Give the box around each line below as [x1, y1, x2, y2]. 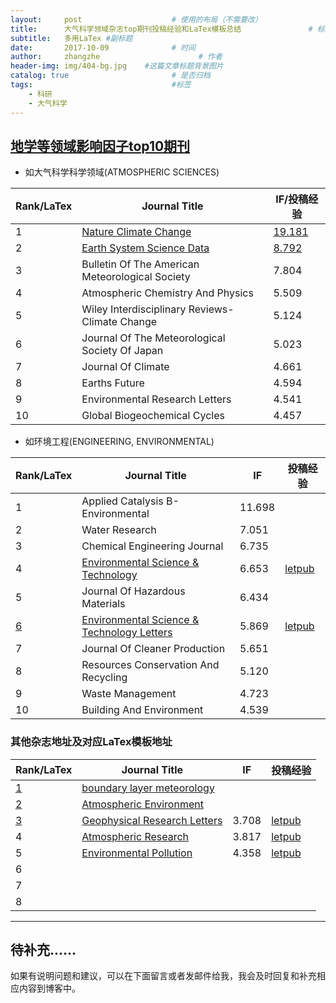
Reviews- [188, 302, 235, 316]
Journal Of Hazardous [81, 584, 186, 598]
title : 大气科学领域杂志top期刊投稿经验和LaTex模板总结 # [10, 24, 313, 34]
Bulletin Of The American [81, 257, 200, 271]
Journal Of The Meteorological [81, 331, 226, 345]
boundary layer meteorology [81, 781, 215, 795]
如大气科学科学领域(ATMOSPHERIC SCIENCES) [24, 166, 220, 178]
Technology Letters [81, 626, 173, 640]
